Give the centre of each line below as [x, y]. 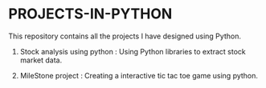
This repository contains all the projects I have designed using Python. [125, 36]
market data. [41, 60]
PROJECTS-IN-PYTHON [90, 14]
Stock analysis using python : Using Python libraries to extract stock [133, 51]
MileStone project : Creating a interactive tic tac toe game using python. [139, 75]
